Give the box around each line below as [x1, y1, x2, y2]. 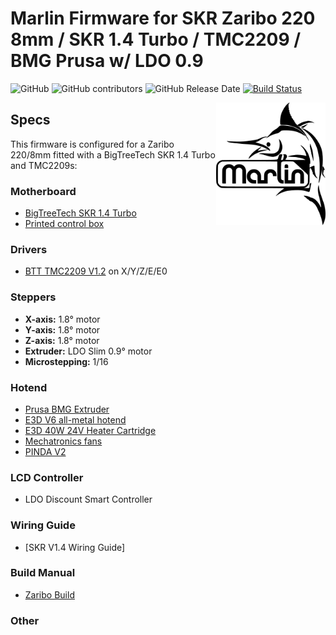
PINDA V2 [24, 445, 67, 457]
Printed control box [24, 218, 105, 230]
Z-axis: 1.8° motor [24, 334, 100, 346]
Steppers [10, 290, 57, 304]
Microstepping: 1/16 [24, 355, 109, 367]
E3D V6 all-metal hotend [24, 413, 127, 426]
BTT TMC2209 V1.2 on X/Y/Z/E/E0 [24, 265, 168, 277]
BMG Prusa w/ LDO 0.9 [10, 50, 204, 72]
